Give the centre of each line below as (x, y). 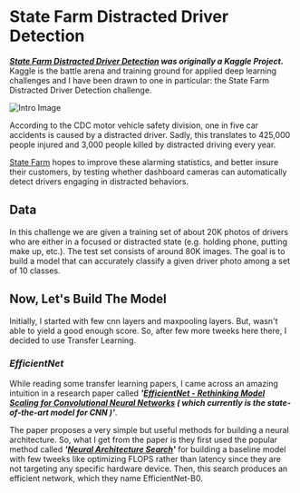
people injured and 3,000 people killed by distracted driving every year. (143, 144)
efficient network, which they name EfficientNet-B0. (106, 478)
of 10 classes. (35, 271)
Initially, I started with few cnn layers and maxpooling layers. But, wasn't (144, 320)
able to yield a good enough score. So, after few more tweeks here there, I (148, 330)
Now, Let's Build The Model (88, 299)
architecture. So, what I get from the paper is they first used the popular (144, 439)
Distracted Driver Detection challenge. (81, 90)
